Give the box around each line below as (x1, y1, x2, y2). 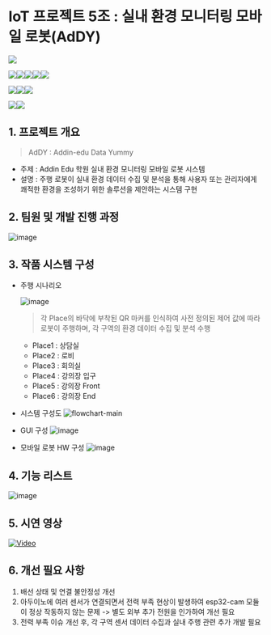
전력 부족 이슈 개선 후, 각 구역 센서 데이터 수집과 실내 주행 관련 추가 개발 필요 (19, 616, 261, 627)
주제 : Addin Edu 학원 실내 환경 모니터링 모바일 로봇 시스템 (19, 163, 205, 174)
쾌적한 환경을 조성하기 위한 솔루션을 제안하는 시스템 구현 (19, 184, 198, 194)
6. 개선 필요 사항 (8, 564, 85, 578)
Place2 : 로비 (32, 351, 75, 361)
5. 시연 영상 (8, 516, 63, 530)
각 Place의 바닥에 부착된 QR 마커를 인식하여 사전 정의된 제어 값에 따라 (40, 313, 260, 324)
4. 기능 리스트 (8, 468, 73, 482)
